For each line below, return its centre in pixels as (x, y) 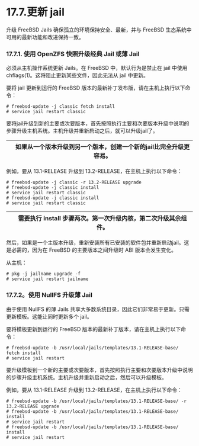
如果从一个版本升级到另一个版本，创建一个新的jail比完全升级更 (102, 147)
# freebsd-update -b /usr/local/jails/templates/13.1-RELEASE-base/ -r (96, 401)
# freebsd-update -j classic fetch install (61, 107)
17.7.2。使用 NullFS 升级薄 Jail (49, 295)
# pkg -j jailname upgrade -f (44, 274)
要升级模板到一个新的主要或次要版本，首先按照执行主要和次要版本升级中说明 (99, 370)
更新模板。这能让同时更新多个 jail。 (49, 316)
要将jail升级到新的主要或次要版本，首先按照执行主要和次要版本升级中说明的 (98, 123)
